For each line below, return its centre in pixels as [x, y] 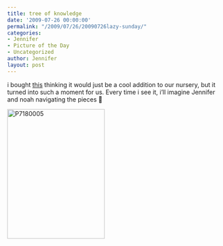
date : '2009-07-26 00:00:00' [49, 20]
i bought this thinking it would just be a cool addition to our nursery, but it [111, 84]
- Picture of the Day [38, 46]
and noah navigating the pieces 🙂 [55, 99]
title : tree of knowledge [44, 13]
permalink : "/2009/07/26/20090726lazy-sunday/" [77, 26]
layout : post [26, 65]
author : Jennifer [32, 59]
